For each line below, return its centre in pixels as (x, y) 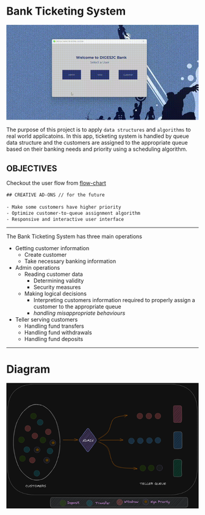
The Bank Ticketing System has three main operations (74, 237)
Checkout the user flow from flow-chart (56, 183)
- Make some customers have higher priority (64, 207)
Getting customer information (52, 248)
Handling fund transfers (54, 326)
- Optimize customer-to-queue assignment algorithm (73, 214)
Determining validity (59, 281)
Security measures (57, 287)
